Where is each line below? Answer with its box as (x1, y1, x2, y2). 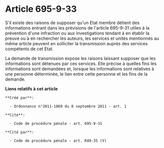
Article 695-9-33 (5, 3, 77, 15)
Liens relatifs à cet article (5, 86, 58, 91)
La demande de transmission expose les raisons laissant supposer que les (5, 55, 156, 61)
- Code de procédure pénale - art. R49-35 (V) (9, 138, 107, 143)
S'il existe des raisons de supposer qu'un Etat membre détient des (5, 20, 140, 26)
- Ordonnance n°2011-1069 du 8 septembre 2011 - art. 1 (9, 104, 127, 109)
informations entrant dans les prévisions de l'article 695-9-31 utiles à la (5, 25, 150, 30)
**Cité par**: (5, 129, 34, 135)
